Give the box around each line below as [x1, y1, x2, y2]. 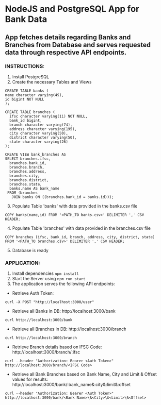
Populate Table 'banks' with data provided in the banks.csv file [12, 203, 138, 209]
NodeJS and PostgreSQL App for [5, 3, 140, 15]
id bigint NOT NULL [5, 97, 45, 101]
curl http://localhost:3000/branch [5, 336, 77, 340]
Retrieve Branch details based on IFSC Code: [12, 344, 102, 350]
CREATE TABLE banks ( [5, 88, 49, 93]
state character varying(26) [9, 139, 68, 144]
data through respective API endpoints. [5, 48, 127, 56]
